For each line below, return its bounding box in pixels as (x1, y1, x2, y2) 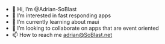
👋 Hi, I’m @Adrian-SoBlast (11, 6, 77, 12)
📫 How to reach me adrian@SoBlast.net (11, 32, 113, 38)
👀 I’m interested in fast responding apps (11, 12, 111, 19)
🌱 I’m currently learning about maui (11, 18, 99, 25)
